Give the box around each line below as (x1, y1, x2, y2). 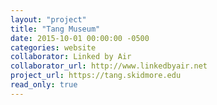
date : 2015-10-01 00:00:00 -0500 (10, 33, 150, 43)
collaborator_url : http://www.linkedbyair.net (10, 61, 208, 71)
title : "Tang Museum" (10, 24, 101, 34)
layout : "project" (10, 14, 87, 25)
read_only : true (10, 80, 78, 90)
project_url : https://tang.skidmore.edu (10, 71, 182, 81)
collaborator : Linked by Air (10, 52, 132, 62)
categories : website (10, 42, 97, 53)
